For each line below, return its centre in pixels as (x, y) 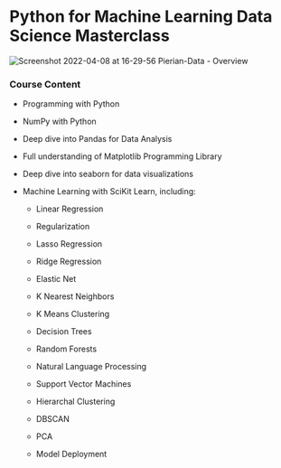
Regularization (63, 227)
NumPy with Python (59, 122)
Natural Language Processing (91, 367)
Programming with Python (71, 104)
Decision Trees (64, 332)
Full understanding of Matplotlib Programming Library (122, 156)
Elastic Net (56, 279)
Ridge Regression (69, 262)
